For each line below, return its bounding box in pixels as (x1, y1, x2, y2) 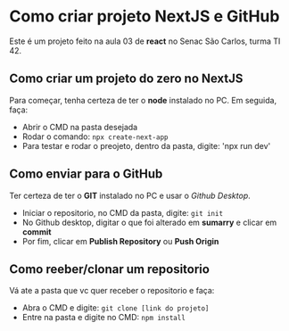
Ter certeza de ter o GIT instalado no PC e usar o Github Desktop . (9, 190, 252, 201)
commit (21, 226, 52, 237)
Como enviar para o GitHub (9, 167, 163, 182)
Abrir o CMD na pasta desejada (21, 121, 138, 132)
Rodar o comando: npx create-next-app (21, 131, 169, 142)
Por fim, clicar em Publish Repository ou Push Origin (21, 236, 219, 246)
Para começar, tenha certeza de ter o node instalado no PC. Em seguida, (9, 95, 277, 105)
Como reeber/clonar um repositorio (9, 261, 210, 277)
